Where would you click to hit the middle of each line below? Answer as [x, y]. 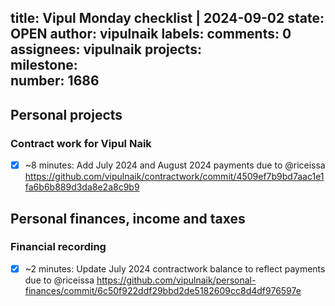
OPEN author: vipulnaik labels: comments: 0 [151, 34]
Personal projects [66, 114]
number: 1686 [55, 81]
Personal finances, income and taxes [128, 218]
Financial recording [58, 247]
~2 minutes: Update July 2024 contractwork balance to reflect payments [175, 268]
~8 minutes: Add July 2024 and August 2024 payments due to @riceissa [175, 165]
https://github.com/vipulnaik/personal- [176, 280]
